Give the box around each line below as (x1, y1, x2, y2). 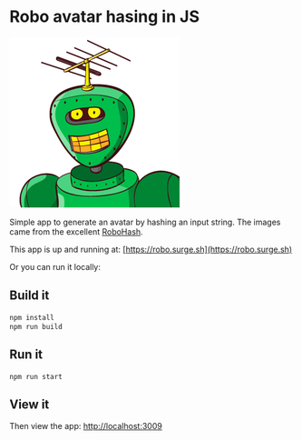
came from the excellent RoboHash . (9, 225, 143, 237)
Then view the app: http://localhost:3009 (9, 421, 163, 432)
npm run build (9, 322, 63, 331)
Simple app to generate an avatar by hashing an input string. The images (9, 216, 281, 227)
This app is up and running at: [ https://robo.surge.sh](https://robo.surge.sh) (9, 244, 293, 255)
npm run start (9, 372, 63, 381)
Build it (9, 288, 50, 304)
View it (9, 396, 50, 412)
